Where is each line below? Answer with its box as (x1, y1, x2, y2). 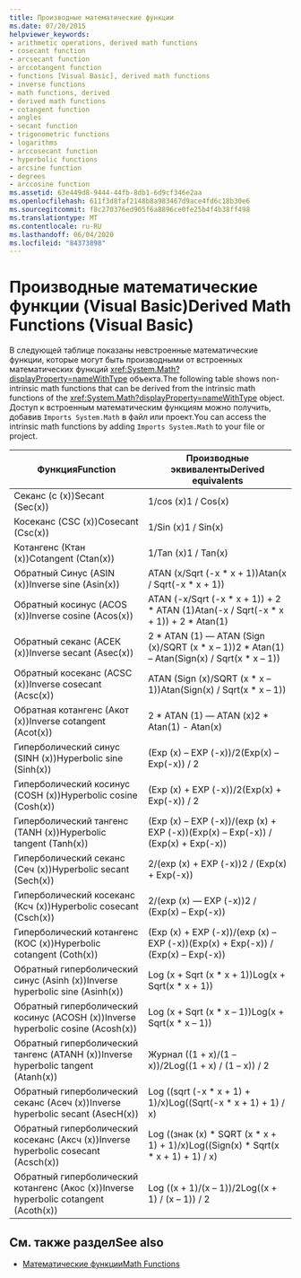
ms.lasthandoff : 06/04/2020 (9, 230, 115, 239)
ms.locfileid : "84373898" (9, 239, 106, 248)
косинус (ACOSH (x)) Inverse (13, 1011, 136, 1024)
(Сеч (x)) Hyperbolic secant (13, 863, 130, 876)
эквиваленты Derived (170, 463, 265, 476)
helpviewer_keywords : (9, 30, 90, 39)
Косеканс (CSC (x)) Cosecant (13, 515, 139, 528)
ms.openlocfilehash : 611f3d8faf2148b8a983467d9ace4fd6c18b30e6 (9, 197, 251, 206)
